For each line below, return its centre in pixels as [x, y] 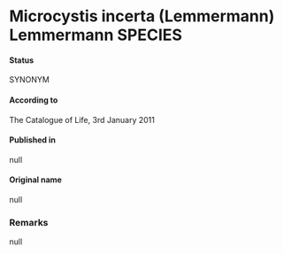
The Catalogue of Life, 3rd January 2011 [82, 119]
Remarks [29, 222]
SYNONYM [30, 80]
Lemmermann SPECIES [96, 35]
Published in [32, 140]
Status [22, 60]
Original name [35, 180]
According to [34, 100]
